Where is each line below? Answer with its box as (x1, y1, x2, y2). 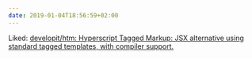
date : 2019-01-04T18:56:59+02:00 (8, 11, 119, 20)
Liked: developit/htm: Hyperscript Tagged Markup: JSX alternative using (8, 33, 244, 42)
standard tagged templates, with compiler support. (8, 41, 174, 51)
